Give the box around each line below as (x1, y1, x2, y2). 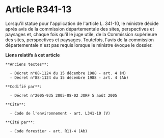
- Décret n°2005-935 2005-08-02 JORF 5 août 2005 (10, 93, 117, 98)
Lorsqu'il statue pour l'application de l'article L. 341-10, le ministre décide (5, 20, 159, 26)
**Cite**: (5, 102, 26, 107)
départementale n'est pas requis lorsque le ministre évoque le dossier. (5, 42, 153, 48)
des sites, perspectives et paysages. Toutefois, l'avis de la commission (5, 37, 154, 43)
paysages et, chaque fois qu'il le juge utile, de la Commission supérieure (5, 31, 157, 37)
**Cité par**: (5, 120, 36, 125)
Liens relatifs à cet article (5, 52, 60, 58)
